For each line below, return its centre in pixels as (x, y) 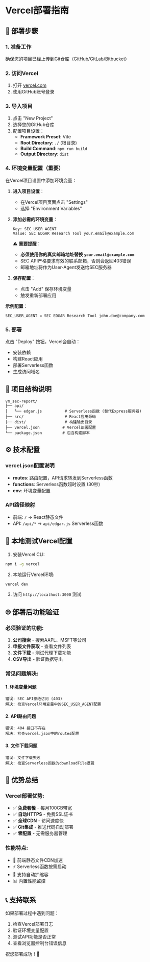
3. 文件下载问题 (21, 745)
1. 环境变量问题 (21, 687)
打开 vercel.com (30, 85)
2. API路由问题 (21, 716)
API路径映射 (20, 505)
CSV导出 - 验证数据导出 (38, 659)
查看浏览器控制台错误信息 (40, 943)
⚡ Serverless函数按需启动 (40, 867)
